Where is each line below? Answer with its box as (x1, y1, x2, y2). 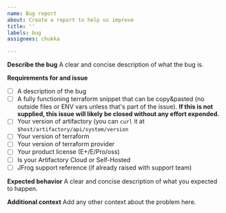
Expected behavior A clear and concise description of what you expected (7, 177, 218, 186)
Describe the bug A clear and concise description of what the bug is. (7, 60, 204, 69)
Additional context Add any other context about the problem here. (7, 197, 196, 206)
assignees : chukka (7, 36, 60, 43)
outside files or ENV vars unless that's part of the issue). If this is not (17, 102, 214, 111)
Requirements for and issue (7, 74, 88, 82)
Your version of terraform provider (17, 140, 115, 148)
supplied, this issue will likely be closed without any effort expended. (17, 110, 220, 118)
